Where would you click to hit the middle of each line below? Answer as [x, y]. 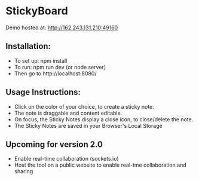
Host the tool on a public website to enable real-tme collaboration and [100, 165]
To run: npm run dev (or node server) [60, 67]
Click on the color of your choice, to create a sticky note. [84, 106]
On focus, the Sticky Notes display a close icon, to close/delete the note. [104, 119]
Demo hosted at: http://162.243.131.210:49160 [62, 27]
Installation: [28, 46]
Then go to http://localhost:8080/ [55, 73]
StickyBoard [37, 11]
